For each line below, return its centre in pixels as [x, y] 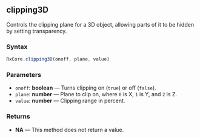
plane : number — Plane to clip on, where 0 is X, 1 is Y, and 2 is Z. [96, 94]
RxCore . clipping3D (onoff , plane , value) [58, 59]
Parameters [24, 74]
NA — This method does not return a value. [69, 130]
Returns [18, 116]
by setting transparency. [37, 31]
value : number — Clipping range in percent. [70, 101]
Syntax [17, 47]
